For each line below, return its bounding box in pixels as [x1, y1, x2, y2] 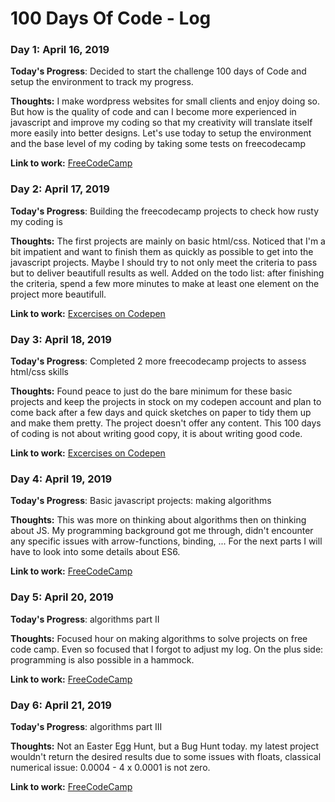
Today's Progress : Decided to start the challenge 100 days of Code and [10, 65, 307, 77]
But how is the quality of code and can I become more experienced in [10, 106, 297, 118]
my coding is [10, 215, 63, 227]
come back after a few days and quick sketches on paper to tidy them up [10, 407, 312, 419]
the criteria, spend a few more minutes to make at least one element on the [10, 277, 320, 289]
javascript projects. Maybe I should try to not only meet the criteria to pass [10, 256, 318, 268]
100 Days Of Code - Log [10, 7, 212, 30]
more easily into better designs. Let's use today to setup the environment [10, 127, 312, 139]
